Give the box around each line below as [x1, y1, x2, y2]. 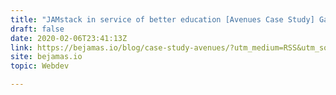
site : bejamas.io [10, 52, 83, 62]
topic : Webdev [10, 61, 70, 71]
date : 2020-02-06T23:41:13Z [10, 33, 128, 43]
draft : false [10, 24, 65, 34]
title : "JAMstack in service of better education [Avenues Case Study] [10, 14, 315, 25]
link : [10, 42, 33, 53]
